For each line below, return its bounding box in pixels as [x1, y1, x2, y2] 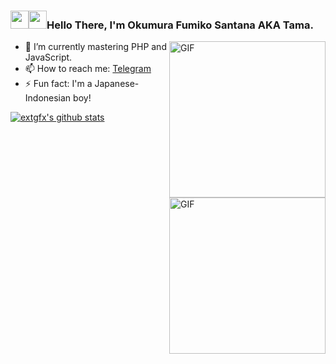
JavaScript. [24, 51, 73, 64]
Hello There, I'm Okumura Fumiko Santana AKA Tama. [46, 18, 314, 32]
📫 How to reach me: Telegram [24, 63, 152, 75]
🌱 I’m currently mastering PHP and [24, 41, 167, 53]
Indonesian [24, 92, 72, 104]
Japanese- [94, 78, 140, 90]
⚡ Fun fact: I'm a [24, 78, 93, 90]
